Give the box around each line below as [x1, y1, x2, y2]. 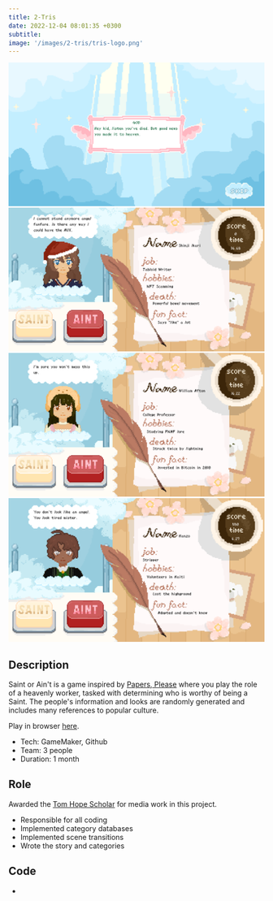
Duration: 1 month [19, 754, 80, 764]
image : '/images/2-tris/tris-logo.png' [8, 39, 144, 47]
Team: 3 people [19, 746, 73, 756]
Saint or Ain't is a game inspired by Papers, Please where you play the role [8, 679, 258, 690]
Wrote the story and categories [19, 841, 125, 851]
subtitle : [8, 30, 42, 38]
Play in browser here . [8, 721, 80, 731]
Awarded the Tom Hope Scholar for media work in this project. [8, 799, 218, 808]
